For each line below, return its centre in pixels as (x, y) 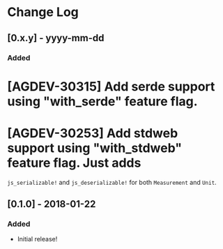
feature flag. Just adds (74, 163)
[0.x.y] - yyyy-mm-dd (56, 38)
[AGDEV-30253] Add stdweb (93, 133)
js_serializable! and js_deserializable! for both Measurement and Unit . (112, 182)
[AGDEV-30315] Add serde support (111, 86)
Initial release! (37, 239)
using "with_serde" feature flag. (102, 101)
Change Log (43, 12)
